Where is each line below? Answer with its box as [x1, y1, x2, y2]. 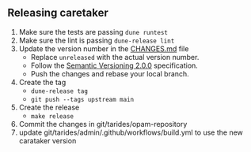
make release [30, 112, 74, 120]
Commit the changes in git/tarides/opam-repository [18, 119, 188, 128]
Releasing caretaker [7, 6, 108, 20]
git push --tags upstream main [30, 95, 135, 103]
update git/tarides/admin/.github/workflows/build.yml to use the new [18, 128, 243, 137]
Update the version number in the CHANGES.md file [18, 43, 189, 54]
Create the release [18, 102, 80, 112]
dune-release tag [30, 87, 89, 95]
